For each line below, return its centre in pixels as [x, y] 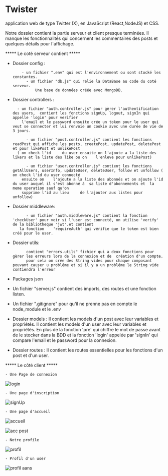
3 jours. [22, 131]
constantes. [25, 77]
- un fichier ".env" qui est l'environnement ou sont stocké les [92, 72]
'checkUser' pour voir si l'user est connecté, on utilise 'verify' [86, 220]
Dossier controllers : [33, 99]
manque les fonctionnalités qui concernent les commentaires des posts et [81, 38]
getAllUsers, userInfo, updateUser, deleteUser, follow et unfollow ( [88, 170]
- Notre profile [22, 440]
